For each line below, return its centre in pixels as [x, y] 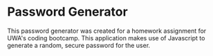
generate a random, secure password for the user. [79, 45]
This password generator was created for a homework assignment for [107, 31]
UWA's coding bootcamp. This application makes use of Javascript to [106, 38]
